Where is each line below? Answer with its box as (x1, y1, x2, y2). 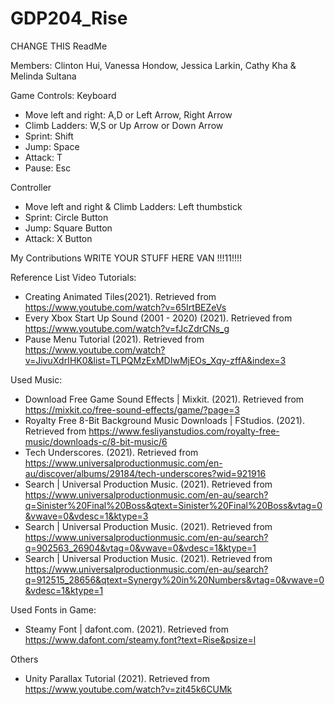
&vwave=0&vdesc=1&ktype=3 (24, 510, 149, 522)
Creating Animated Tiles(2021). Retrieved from (24, 290, 217, 302)
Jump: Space (24, 140, 80, 152)
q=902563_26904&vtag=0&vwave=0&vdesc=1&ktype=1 (24, 542, 257, 554)
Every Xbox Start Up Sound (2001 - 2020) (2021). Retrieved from (24, 312, 293, 324)
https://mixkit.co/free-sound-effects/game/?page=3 (24, 403, 240, 416)
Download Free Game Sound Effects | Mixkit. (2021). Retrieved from (24, 393, 305, 405)
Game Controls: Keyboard (10, 89, 117, 101)
